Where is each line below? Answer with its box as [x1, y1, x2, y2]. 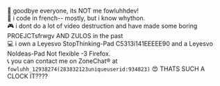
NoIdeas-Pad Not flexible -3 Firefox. [7, 49, 111, 58]
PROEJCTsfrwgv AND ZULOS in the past [7, 32, 124, 40]
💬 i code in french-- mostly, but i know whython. [7, 14, 146, 22]
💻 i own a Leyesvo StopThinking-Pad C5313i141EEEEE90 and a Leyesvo [7, 40, 214, 48]
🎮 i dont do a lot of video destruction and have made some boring [7, 21, 198, 30]
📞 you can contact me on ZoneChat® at [7, 57, 118, 65]
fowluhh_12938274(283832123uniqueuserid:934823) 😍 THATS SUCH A [7, 64, 205, 73]
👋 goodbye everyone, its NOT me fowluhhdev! [7, 7, 139, 15]
